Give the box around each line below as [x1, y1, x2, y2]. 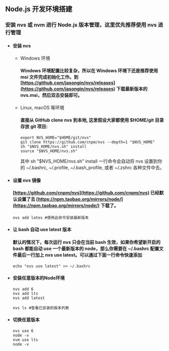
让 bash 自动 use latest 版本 [12, 227, 72, 233]
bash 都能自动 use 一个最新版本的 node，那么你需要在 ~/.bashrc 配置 [12, 245, 159, 252]
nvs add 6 [12, 286, 34, 292]
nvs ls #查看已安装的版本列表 [12, 305, 69, 310]
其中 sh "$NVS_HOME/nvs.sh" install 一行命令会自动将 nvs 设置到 [20, 158, 158, 164]
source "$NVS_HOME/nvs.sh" [20, 148, 78, 154]
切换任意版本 [12, 317, 40, 323]
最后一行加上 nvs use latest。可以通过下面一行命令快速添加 [17, 252, 143, 258]
